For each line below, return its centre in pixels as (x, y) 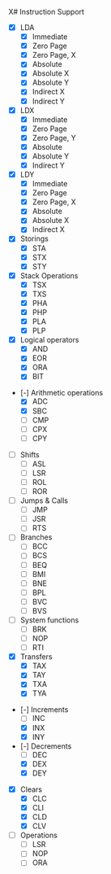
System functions (49, 620)
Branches (36, 537)
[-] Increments (44, 710)
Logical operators (49, 340)
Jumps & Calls (44, 500)
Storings (34, 238)
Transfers (36, 657)
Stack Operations (49, 275)
